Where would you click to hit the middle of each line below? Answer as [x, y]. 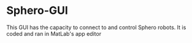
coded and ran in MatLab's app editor [54, 33]
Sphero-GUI [37, 11]
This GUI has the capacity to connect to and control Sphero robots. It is [96, 27]
